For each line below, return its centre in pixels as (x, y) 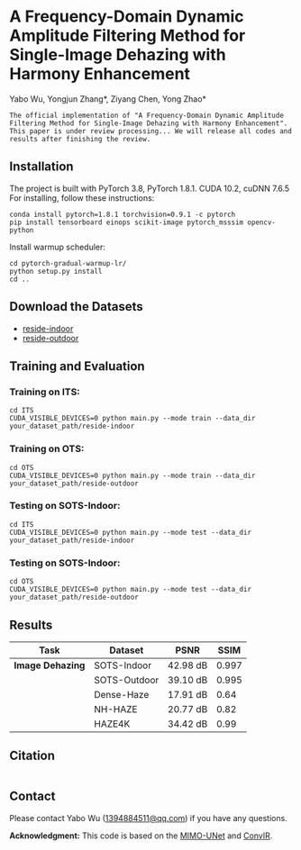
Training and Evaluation (78, 366)
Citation (32, 756)
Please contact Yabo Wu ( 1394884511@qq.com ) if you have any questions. (149, 818)
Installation (41, 167)
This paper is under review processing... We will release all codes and (151, 131)
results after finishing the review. (80, 139)
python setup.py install (56, 271)
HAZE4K (112, 724)
